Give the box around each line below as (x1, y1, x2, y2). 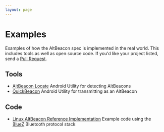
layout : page (5, 7, 32, 12)
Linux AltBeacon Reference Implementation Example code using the (12, 116, 151, 122)
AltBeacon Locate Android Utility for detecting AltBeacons (12, 83, 131, 89)
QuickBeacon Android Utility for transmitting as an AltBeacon (12, 88, 137, 94)
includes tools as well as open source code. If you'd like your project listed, (5, 50, 159, 56)
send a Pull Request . (5, 56, 47, 62)
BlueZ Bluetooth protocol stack (12, 121, 76, 127)
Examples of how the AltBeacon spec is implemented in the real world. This (5, 45, 160, 51)
